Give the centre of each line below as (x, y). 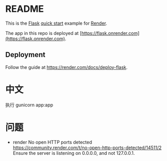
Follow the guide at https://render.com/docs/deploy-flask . (67, 67)
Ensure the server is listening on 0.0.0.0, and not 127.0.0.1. (74, 153)
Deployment (25, 55)
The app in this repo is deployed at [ (43, 33)
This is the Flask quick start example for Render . (56, 23)
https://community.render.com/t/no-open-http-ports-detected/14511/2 (87, 148)
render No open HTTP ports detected (52, 142)
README (25, 9)
